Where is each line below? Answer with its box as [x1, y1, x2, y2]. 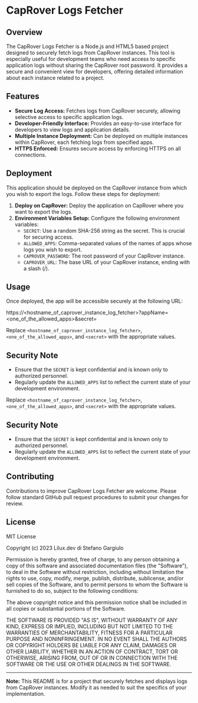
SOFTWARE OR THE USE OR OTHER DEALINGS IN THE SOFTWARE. [6, 660, 171, 667]
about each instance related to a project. [6, 75, 105, 81]
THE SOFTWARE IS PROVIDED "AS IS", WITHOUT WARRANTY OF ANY [6, 617, 178, 624]
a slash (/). [23, 265, 49, 272]
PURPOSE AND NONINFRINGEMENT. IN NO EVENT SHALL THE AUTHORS [6, 635, 187, 643]
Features [6, 91, 39, 101]
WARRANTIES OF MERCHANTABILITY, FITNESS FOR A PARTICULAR [6, 629, 173, 636]
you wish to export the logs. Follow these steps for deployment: [6, 190, 160, 197]
